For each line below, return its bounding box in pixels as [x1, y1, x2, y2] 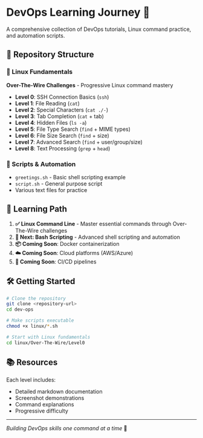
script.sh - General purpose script [14, 180, 103, 187]
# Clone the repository [6, 295, 66, 302]
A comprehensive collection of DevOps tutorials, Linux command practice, [6, 25, 192, 33]
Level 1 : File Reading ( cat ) [14, 99, 80, 107]
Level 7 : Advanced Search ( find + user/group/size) [14, 138, 143, 145]
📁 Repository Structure [6, 50, 94, 60]
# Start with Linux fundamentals [6, 334, 91, 340]
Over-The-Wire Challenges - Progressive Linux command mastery [6, 81, 173, 88]
